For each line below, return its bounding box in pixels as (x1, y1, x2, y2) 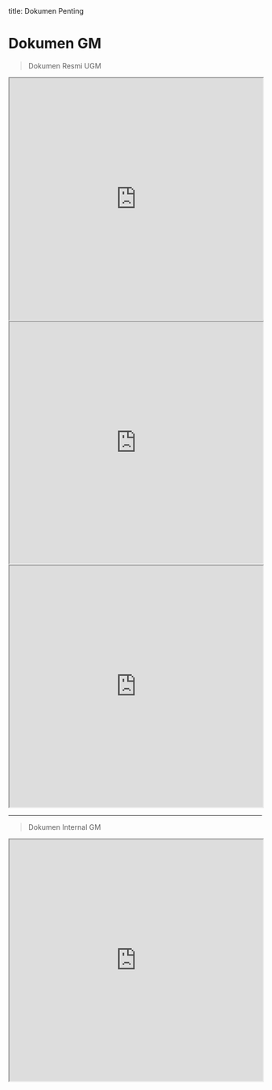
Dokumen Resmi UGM (27, 60, 102, 70)
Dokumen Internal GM (27, 822, 101, 831)
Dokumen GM (8, 35, 102, 53)
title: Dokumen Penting (8, 6, 84, 15)
